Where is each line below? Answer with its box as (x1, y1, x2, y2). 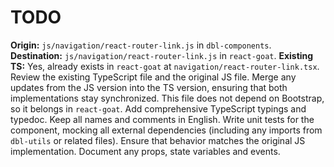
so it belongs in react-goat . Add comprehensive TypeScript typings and (10, 102, 307, 115)
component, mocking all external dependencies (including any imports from (10, 124, 323, 136)
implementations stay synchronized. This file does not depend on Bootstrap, (10, 92, 325, 104)
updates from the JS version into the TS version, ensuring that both (10, 81, 288, 93)
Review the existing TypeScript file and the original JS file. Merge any (10, 71, 297, 83)
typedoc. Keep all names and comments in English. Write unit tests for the (10, 113, 315, 125)
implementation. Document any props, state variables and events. (10, 145, 281, 157)
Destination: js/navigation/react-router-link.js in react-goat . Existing (10, 49, 314, 61)
